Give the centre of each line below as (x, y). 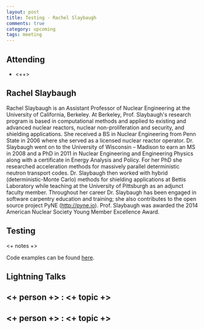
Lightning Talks (36, 276)
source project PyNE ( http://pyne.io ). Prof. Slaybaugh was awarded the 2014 (102, 205)
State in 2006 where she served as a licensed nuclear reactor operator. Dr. (100, 140)
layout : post (23, 12)
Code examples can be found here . (51, 258)
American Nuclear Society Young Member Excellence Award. (83, 212)
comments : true (26, 23)
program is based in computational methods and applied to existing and (96, 121)
